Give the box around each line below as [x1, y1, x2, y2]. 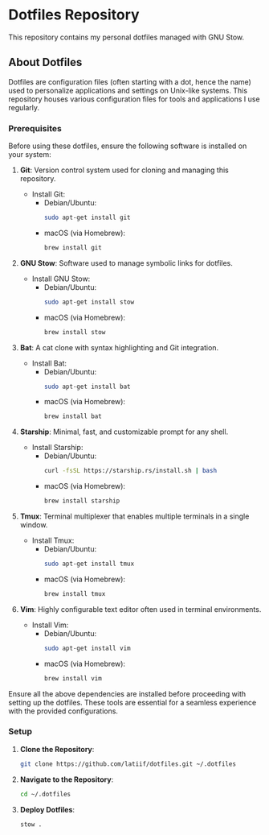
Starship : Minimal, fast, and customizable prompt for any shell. [19, 427, 229, 436]
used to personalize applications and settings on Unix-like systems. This [8, 85, 247, 95]
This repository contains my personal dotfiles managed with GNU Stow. [8, 32, 245, 42]
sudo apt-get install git [43, 213, 131, 222]
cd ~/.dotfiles [19, 790, 71, 798]
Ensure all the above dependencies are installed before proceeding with [8, 688, 247, 698]
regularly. [8, 102, 40, 112]
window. [19, 520, 48, 530]
